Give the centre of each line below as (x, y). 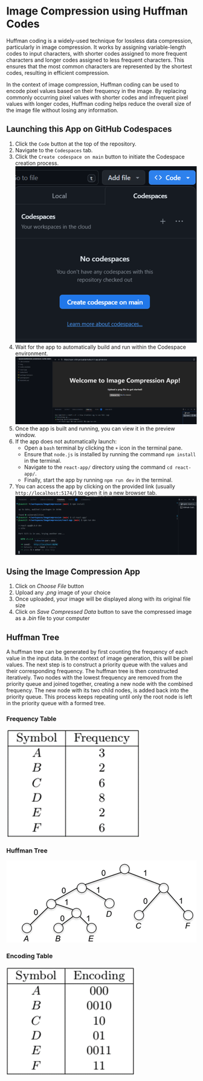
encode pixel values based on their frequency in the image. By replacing (96, 91)
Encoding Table (30, 956)
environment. (31, 353)
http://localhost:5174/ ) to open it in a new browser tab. (86, 492)
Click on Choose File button (50, 586)
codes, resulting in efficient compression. (58, 73)
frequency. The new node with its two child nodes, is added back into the (98, 691)
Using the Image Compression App (73, 571)
